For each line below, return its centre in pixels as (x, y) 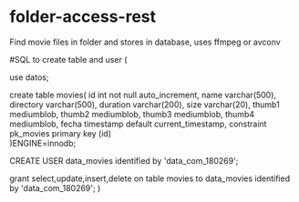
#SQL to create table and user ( (68, 59)
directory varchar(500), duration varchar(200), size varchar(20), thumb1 (144, 104)
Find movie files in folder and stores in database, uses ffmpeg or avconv (145, 42)
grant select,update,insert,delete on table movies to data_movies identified (149, 178)
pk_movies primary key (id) (61, 133)
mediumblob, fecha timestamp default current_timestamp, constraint (138, 124)
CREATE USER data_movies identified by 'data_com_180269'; (124, 160)
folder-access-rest (83, 17)
